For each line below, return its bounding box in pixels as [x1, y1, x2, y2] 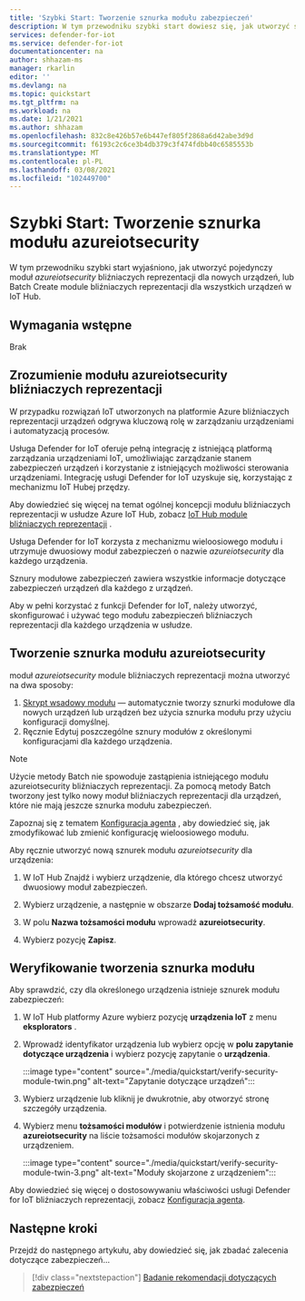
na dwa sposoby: [9, 679, 74, 690]
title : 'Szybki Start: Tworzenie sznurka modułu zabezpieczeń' [9, 13, 254, 23]
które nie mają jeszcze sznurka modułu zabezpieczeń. [9, 800, 212, 811]
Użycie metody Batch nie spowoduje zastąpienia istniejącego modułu [9, 771, 270, 782]
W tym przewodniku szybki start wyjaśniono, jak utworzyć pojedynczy [9, 262, 273, 273]
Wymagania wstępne [9, 317, 133, 332]
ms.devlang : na [9, 81, 67, 90]
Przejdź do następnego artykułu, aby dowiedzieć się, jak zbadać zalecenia [9, 1245, 289, 1256]
